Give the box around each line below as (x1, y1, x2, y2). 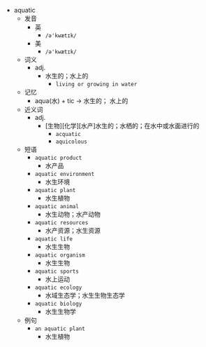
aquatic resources (34, 219, 89, 226)
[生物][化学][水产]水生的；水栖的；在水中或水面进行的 (45, 122, 200, 130)
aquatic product (34, 154, 82, 161)
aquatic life (34, 236, 73, 243)
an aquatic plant (34, 325, 85, 332)
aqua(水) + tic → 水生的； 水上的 (34, 97, 128, 104)
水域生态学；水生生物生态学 (45, 291, 126, 299)
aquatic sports (34, 268, 79, 275)
